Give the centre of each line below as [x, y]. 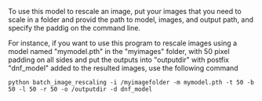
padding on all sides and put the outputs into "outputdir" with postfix [119, 60]
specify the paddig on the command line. [75, 28]
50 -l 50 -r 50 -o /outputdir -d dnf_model [80, 89]
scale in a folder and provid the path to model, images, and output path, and [131, 20]
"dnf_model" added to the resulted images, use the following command [123, 68]
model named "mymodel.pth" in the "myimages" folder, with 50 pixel [119, 51]
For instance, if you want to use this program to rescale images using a [123, 43]
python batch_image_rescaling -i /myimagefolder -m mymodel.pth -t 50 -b [131, 82]
